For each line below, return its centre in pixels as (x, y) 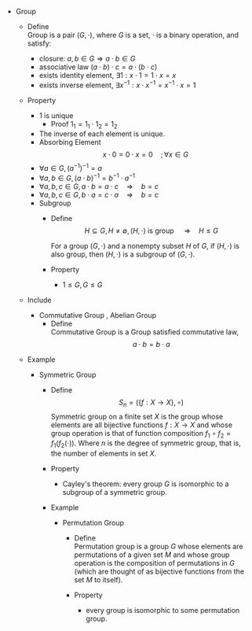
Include (40, 300)
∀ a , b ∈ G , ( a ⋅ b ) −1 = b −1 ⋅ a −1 (87, 177)
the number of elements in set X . (104, 454)
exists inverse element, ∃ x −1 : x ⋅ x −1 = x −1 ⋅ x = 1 (117, 84)
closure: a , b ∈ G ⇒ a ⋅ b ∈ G (87, 59)
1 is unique (56, 115)
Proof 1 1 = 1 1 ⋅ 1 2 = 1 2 (84, 125)
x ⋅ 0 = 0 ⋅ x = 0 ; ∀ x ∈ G (145, 155)
